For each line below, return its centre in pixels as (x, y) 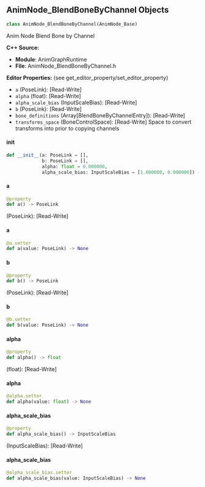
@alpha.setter (24, 396)
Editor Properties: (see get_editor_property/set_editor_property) (88, 77)
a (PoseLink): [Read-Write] (49, 89)
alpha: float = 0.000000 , (75, 166)
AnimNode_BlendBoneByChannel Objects (88, 10)
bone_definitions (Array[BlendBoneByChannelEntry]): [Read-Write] (100, 115)
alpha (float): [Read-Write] (48, 96)
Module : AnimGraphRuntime (51, 59)
